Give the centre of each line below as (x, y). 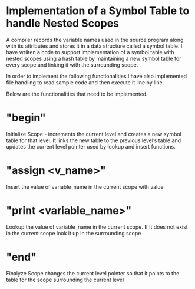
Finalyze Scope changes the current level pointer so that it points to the (93, 273)
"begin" (26, 118)
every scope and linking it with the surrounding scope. (72, 65)
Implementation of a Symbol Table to (98, 11)
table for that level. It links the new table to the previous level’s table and (94, 140)
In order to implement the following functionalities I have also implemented (97, 76)
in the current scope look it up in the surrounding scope (74, 233)
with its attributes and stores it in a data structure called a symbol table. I (94, 46)
